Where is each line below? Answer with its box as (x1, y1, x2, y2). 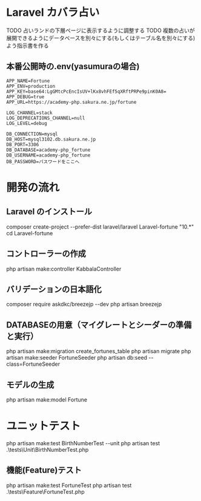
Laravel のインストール (6, 207, 93, 217)
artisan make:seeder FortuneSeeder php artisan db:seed (6, 354, 147, 361)
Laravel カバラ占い (6, 5, 100, 19)
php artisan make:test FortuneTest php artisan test (6, 482, 132, 489)
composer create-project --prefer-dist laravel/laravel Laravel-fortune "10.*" (6, 223, 194, 230)
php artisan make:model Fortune (6, 396, 88, 403)
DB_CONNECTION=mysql (6, 131, 59, 137)
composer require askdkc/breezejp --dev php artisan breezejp (6, 301, 162, 308)
